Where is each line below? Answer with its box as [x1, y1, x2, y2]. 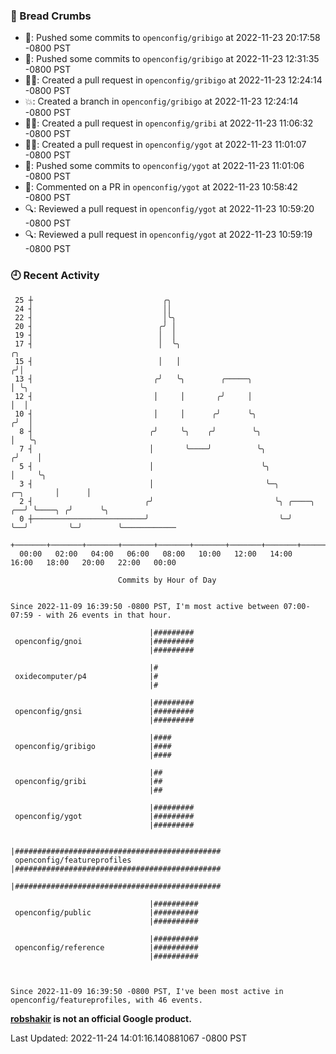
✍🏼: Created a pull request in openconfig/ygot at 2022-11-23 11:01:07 [24, 139, 307, 151]
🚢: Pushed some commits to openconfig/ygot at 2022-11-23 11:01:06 [24, 160, 305, 172]
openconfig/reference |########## [14, 942, 199, 953]
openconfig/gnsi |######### [14, 706, 195, 716]
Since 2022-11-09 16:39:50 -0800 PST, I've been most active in [10, 986, 284, 996]
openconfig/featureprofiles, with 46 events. [10, 995, 203, 1005]
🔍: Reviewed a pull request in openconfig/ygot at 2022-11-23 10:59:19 [24, 229, 313, 241]
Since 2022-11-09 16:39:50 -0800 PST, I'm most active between [10, 601, 280, 611]
